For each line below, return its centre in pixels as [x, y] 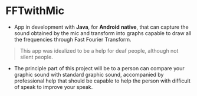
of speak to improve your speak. [53, 87]
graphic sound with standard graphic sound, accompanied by [89, 74]
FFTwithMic [35, 11]
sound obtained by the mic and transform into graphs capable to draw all [103, 33]
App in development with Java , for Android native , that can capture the [101, 27]
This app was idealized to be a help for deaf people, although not [99, 50]
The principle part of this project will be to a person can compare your [99, 68]
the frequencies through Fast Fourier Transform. [73, 39]
